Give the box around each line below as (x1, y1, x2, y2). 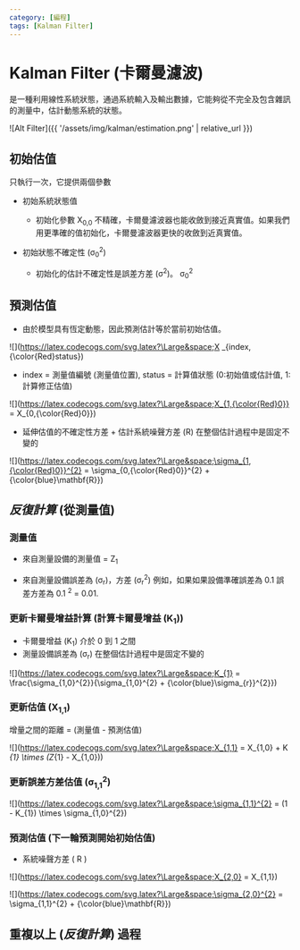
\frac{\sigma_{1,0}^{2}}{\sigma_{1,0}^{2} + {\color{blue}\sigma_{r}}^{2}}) (9, 677, 278, 688)
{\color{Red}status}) (9, 351, 85, 361)
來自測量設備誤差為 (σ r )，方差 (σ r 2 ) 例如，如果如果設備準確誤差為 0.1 (21, 573, 275, 587)
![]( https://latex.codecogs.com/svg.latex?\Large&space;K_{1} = (9, 667, 241, 678)
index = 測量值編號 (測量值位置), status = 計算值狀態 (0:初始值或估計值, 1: (21, 369, 291, 380)
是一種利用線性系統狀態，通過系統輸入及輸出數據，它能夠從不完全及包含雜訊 (9, 94, 291, 105)
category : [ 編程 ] (9, 13, 71, 22)
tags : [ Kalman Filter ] (9, 21, 94, 30)
